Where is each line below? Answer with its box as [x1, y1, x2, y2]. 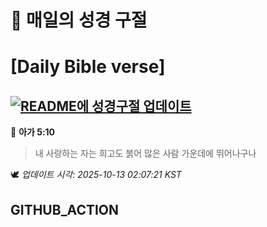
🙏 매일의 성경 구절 [10, 9, 148, 32]
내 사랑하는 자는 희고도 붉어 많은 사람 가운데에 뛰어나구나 [34, 147, 257, 160]
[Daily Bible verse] [10, 56, 166, 78]
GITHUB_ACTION [10, 201, 120, 218]
